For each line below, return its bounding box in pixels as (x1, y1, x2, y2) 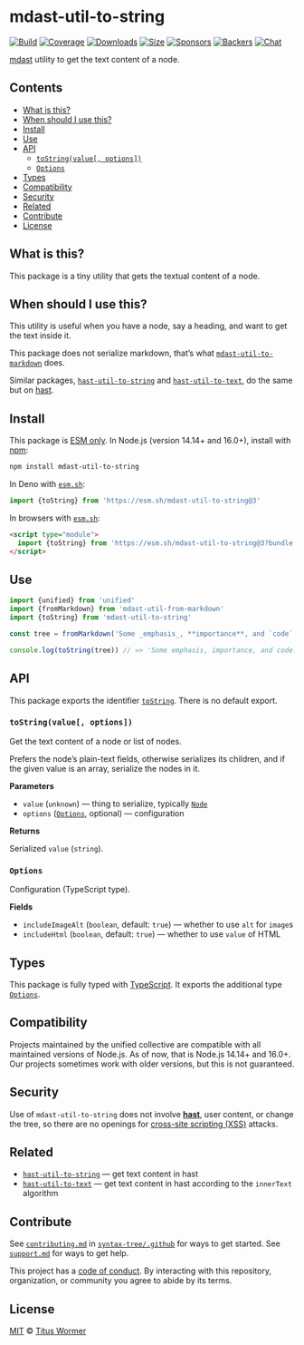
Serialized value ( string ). (9, 843, 104, 853)
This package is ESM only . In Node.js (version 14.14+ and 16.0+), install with (9, 435, 291, 446)
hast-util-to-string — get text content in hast (22, 1168, 199, 1180)
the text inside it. (9, 330, 71, 341)
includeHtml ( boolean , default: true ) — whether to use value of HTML (22, 929, 281, 940)
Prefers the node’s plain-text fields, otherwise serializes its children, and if (9, 753, 285, 764)
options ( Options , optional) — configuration (22, 807, 185, 818)
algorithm (22, 1188, 59, 1199)
